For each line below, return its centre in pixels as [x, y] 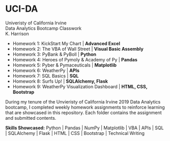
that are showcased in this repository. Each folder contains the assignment [83, 113]
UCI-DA [22, 9]
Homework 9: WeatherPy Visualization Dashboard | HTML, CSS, [80, 86]
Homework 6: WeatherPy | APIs [46, 70]
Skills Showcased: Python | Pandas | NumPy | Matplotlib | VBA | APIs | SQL [84, 128]
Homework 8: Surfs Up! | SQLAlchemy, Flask [60, 81]
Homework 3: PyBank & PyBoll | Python [54, 54]
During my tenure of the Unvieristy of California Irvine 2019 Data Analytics [83, 101]
